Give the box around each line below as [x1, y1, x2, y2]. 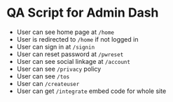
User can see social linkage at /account [16, 57, 131, 65]
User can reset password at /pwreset [16, 50, 124, 58]
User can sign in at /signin [16, 42, 95, 51]
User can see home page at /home [16, 28, 115, 36]
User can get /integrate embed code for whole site [16, 87, 167, 95]
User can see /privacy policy [16, 65, 102, 73]
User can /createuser [16, 79, 80, 87]
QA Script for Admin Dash [6, 5, 159, 21]
